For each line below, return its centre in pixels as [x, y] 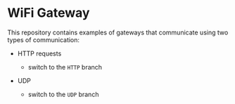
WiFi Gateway [49, 13]
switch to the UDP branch [63, 94]
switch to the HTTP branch [65, 67]
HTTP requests [39, 53]
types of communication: [43, 39]
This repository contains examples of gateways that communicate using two [118, 32]
